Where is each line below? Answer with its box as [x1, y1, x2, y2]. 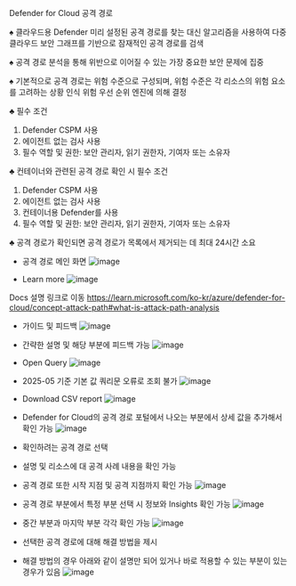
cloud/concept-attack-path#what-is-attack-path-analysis [9, 302, 220, 313]
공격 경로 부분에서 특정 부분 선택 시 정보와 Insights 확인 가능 [21, 499, 231, 509]
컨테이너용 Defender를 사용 [21, 208, 119, 217]
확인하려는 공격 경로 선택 [21, 442, 108, 452]
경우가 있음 [21, 566, 61, 577]
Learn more [21, 274, 65, 284]
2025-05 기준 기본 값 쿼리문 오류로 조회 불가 [21, 376, 178, 386]
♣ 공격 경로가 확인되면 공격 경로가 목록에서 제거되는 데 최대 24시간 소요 [9, 237, 256, 248]
